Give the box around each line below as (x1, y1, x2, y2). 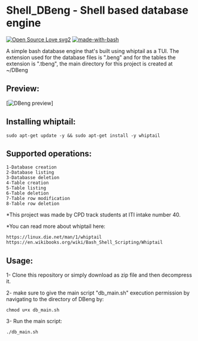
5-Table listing (6, 185, 46, 191)
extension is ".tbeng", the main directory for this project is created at (6, 60, 173, 67)
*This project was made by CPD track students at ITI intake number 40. (6, 211, 181, 218)
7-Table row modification (6, 196, 70, 202)
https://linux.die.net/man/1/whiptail (6, 234, 102, 240)
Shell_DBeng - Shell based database (6, 4, 189, 17)
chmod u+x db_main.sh (6, 307, 60, 313)
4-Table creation (6, 180, 49, 186)
